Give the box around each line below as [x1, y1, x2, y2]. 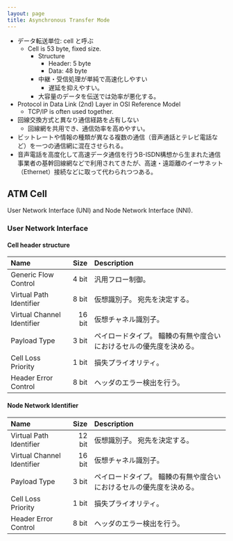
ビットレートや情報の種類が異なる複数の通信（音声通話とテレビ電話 [17, 132, 212, 141]
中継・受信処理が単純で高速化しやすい [37, 74, 148, 83]
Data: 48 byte [48, 67, 88, 75]
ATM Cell [7, 188, 47, 200]
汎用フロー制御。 [94, 275, 150, 284]
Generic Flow [10, 270, 54, 280]
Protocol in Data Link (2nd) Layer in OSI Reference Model [17, 100, 181, 108]
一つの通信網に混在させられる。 [35, 141, 127, 150]
